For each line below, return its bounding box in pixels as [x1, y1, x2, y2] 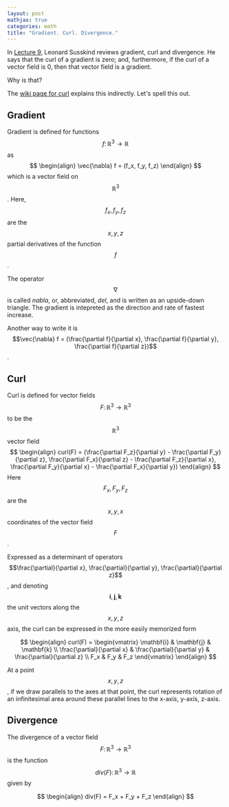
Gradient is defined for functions [7, 128, 100, 136]
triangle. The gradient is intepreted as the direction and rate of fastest [7, 303, 205, 312]
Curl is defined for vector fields [7, 391, 96, 399]
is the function [7, 756, 48, 764]
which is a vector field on [7, 172, 78, 180]
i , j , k [109, 592, 122, 601]
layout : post [7, 10, 45, 17]
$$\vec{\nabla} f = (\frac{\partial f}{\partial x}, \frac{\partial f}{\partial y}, [12, 335, 219, 343]
